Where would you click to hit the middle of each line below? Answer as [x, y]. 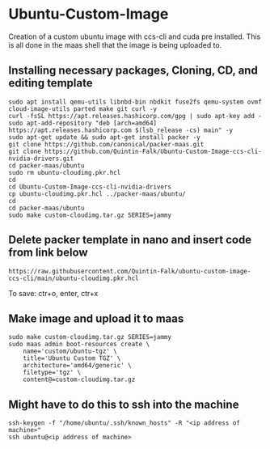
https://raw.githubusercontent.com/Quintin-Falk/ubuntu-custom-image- [130, 271]
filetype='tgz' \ [52, 373]
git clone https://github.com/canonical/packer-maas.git [106, 144]
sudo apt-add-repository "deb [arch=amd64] [83, 123]
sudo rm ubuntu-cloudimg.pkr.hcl [65, 172]
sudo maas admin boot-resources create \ [79, 345]
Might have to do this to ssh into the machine [124, 404]
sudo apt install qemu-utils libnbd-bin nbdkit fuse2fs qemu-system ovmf [135, 102]
